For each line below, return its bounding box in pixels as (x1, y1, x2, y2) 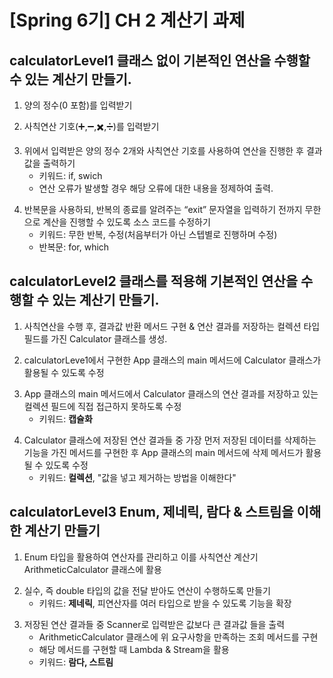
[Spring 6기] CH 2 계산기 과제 (9, 9, 246, 32)
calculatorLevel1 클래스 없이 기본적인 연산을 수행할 (9, 52, 311, 69)
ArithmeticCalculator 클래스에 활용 (23, 563, 162, 575)
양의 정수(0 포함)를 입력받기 (23, 99, 133, 111)
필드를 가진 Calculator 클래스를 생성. (23, 332, 168, 345)
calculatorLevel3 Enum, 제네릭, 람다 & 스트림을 (9, 504, 294, 521)
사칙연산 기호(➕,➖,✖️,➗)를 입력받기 (23, 121, 160, 132)
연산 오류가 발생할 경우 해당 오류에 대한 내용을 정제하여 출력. (38, 182, 274, 194)
